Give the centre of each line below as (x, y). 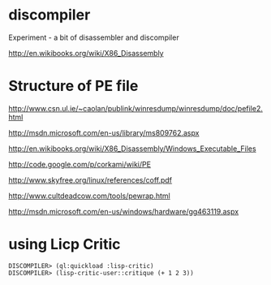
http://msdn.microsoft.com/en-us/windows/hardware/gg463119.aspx (124, 211)
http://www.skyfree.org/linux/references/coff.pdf (90, 179)
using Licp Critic (65, 244)
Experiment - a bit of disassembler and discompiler (94, 37)
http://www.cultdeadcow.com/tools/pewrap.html (89, 196)
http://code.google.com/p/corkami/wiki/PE (80, 164)
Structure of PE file (73, 86)
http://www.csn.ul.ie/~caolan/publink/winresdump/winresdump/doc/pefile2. (136, 108)
